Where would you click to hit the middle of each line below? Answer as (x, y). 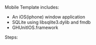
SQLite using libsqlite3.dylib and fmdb (51, 22)
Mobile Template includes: (32, 7)
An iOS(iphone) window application (49, 17)
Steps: (11, 37)
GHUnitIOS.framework (35, 27)
